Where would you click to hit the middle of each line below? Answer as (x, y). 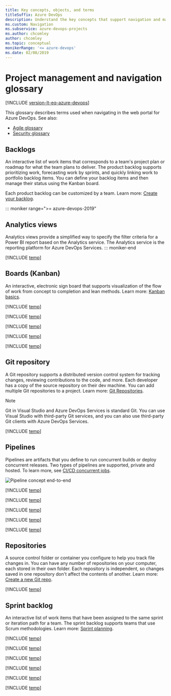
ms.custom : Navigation (29, 24)
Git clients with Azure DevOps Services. (47, 421)
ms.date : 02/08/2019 (27, 53)
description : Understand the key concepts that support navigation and (83, 19)
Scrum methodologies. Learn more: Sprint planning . (60, 629)
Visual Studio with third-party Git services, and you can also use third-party (84, 416)
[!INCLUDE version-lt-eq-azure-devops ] (47, 103)
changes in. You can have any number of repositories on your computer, (81, 563)
